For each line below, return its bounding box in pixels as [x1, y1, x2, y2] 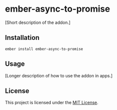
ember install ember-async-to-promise [5, 46, 83, 52]
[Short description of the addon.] [5, 19, 71, 25]
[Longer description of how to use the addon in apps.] [5, 73, 113, 78]
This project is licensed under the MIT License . [5, 100, 99, 106]
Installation [5, 34, 40, 42]
